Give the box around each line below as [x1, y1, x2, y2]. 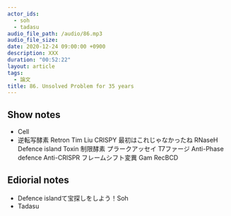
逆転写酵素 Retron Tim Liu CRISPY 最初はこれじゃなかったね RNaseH [17, 136, 218, 145]
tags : [7, 69, 23, 76]
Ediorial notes [7, 174, 69, 186]
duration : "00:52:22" [7, 56, 71, 64]
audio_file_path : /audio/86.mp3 [7, 30, 102, 37]
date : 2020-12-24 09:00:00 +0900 [7, 43, 106, 50]
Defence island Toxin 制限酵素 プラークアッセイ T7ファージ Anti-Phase [17, 145, 224, 153]
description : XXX [7, 50, 59, 57]
